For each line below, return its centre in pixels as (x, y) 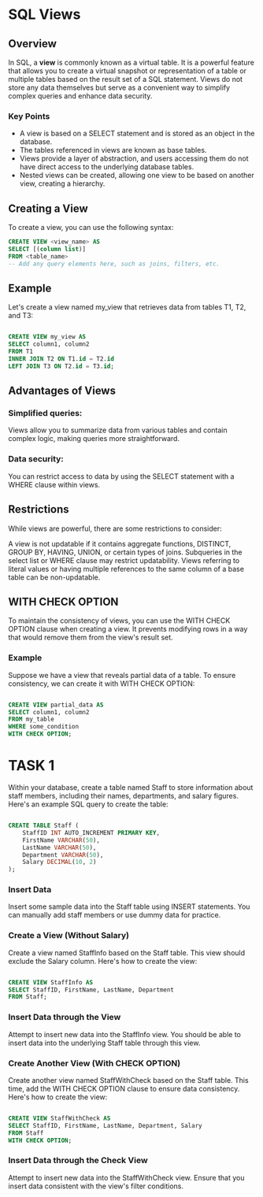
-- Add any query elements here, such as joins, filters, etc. (114, 264)
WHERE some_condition (44, 727)
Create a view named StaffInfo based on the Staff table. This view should (127, 952)
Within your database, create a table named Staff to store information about (131, 787)
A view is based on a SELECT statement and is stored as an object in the (137, 133)
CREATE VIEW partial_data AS (56, 705)
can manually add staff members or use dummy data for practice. (115, 915)
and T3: (21, 316)
